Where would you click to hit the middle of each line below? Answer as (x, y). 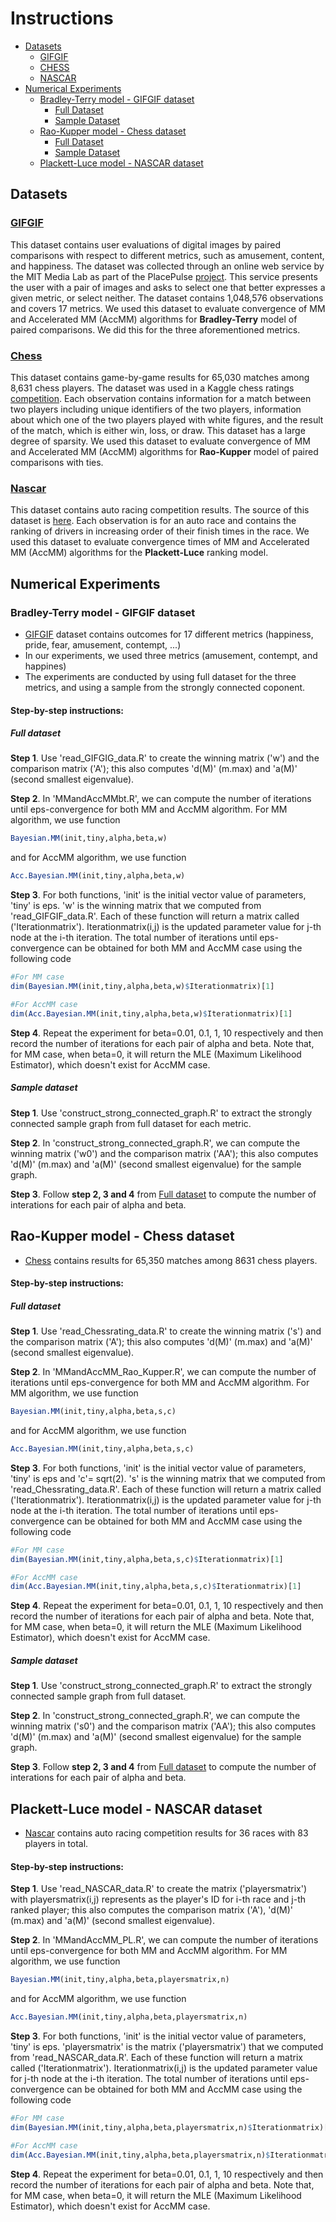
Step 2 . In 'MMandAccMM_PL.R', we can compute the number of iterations (164, 1940)
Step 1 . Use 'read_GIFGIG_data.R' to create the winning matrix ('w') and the (165, 758)
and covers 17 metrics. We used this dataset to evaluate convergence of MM (168, 308)
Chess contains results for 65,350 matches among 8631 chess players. (171, 1260)
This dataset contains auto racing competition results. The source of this (160, 510)
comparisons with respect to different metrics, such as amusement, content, (167, 255)
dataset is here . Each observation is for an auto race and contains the (153, 521)
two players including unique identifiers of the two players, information (156, 409)
